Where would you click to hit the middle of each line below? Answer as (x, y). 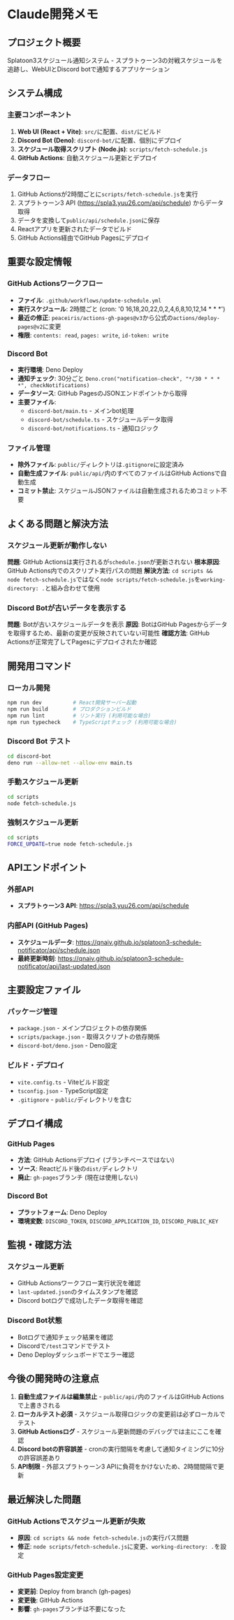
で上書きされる (39, 1405)
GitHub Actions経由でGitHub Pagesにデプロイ (83, 238)
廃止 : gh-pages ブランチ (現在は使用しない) (78, 1178)
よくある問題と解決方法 (58, 524)
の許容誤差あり (39, 1458)
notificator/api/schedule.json (59, 950)
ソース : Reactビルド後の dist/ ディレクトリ (78, 1169)
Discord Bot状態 (35, 1320)
